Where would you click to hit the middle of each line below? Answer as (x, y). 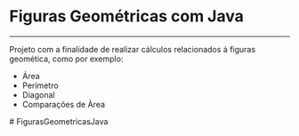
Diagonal (38, 94)
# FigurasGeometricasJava (59, 121)
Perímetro (40, 85)
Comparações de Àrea (63, 104)
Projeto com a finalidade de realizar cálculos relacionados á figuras (133, 49)
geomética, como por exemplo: (66, 59)
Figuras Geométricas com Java (127, 16)
